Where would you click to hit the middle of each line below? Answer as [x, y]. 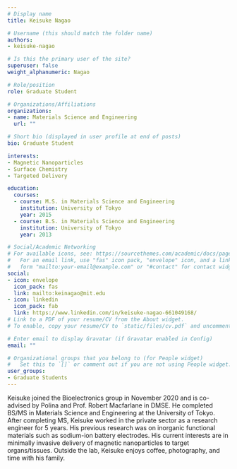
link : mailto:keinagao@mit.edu [60, 293]
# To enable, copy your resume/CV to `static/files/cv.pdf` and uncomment [120, 326]
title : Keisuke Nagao [39, 20]
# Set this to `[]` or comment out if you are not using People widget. [120, 364]
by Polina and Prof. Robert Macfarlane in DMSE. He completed [122, 405]
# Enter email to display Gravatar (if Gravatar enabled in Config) [110, 339]
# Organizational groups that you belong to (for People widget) [105, 358]
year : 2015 [36, 215]
